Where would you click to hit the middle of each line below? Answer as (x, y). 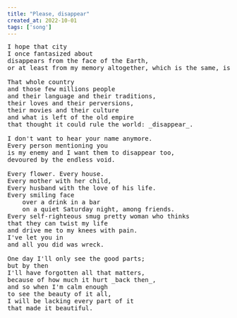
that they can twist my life (57, 224)
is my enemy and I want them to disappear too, (91, 153)
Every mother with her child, (60, 181)
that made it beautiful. (50, 308)
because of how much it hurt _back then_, (82, 280)
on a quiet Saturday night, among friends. (98, 210)
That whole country (41, 82)
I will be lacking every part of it (71, 301)
